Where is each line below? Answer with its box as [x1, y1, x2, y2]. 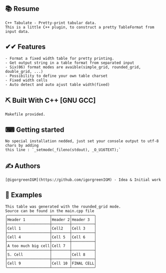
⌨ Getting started [5, 125, 65, 134]
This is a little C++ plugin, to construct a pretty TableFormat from [5, 24, 155, 29]
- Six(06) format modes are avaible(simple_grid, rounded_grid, [5, 64, 141, 69]
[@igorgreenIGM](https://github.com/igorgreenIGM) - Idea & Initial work [5, 177, 162, 183]
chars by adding [5, 143, 39, 148]
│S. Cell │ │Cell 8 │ [5, 252, 97, 257]
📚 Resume [5, 4, 40, 13]
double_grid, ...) [5, 69, 43, 74]
